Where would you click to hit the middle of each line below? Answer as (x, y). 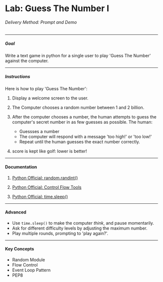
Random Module (28, 260)
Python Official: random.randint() (45, 178)
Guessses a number (39, 132)
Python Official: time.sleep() (40, 197)
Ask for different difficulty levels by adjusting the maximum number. (80, 228)
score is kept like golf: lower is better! (49, 151)
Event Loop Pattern (31, 270)
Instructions (18, 76)
